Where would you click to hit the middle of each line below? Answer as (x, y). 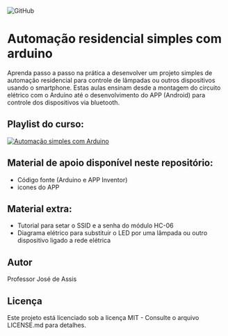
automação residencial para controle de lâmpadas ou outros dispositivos (111, 80)
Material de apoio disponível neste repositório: (110, 163)
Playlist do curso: (46, 124)
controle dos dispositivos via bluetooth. (64, 102)
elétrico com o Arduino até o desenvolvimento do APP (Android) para (106, 95)
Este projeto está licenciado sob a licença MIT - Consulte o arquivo (103, 318)
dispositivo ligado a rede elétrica (64, 241)
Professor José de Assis (42, 279)
